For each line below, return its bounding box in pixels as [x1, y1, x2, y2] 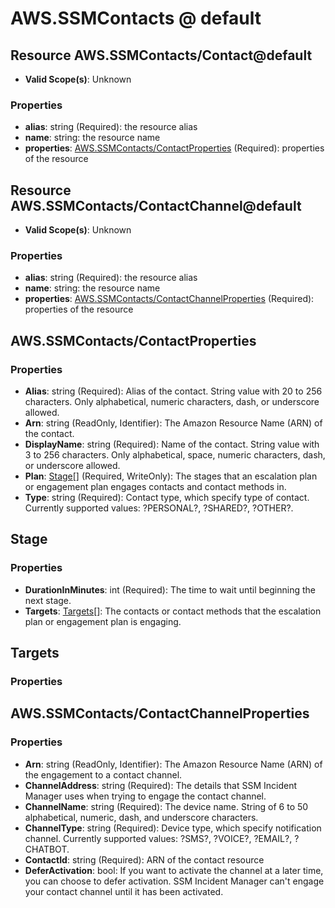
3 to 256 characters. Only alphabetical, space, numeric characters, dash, [24, 449, 326, 461]
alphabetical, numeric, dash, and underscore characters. [24, 811, 259, 823]
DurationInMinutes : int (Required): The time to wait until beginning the [24, 583, 316, 596]
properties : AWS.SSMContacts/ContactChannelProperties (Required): [24, 293, 315, 305]
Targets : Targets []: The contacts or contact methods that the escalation [24, 605, 322, 617]
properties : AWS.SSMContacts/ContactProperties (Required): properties [24, 142, 325, 154]
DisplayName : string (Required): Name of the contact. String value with [24, 438, 320, 451]
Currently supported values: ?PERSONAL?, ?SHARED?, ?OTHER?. [24, 502, 294, 514]
